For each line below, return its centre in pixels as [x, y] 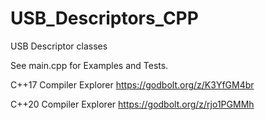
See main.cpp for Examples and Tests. [89, 65]
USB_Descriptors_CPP [104, 18]
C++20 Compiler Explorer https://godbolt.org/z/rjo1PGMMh [132, 104]
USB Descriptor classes [59, 46]
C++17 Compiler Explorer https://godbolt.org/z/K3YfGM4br [132, 84]
